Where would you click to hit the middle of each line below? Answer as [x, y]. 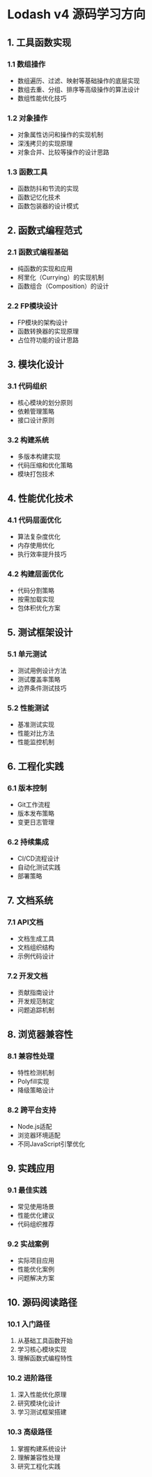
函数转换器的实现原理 [48, 331]
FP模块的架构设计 [43, 322]
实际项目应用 [36, 1260]
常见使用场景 [36, 1207]
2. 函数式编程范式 [45, 230]
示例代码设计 [36, 956]
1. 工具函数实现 [39, 42]
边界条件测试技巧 [42, 688]
